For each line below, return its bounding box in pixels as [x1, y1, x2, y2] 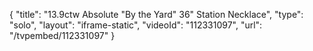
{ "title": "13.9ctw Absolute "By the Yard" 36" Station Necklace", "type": [9, 9, 304, 20]
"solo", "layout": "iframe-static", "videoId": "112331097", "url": [9, 19, 263, 31]
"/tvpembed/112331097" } [9, 30, 116, 41]
